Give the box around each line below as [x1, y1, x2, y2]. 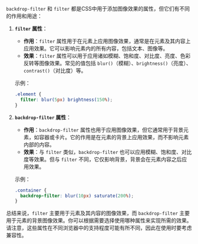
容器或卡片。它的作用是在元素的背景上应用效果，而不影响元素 [39, 133, 189, 140]
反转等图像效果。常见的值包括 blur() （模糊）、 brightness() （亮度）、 [23, 60, 192, 67]
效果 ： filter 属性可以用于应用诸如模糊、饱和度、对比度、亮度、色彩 [23, 52, 191, 59]
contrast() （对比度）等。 [23, 67, 87, 74]
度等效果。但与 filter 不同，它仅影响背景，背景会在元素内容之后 [23, 156, 182, 163]
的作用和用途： [6, 12, 42, 19]
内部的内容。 [23, 141, 55, 148]
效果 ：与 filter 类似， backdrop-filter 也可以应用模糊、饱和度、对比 [23, 148, 192, 155]
